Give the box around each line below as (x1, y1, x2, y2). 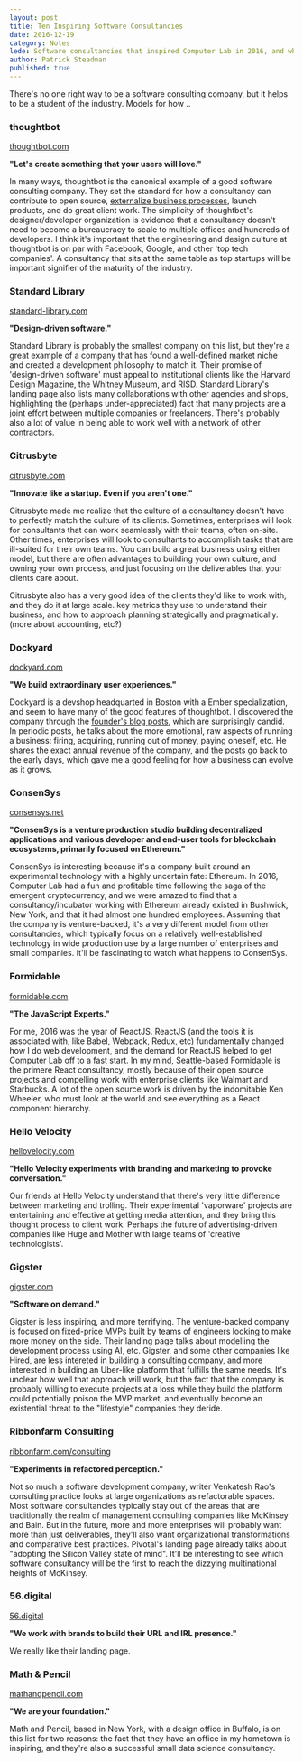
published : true (9, 64, 70, 73)
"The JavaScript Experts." (9, 1008, 110, 1019)
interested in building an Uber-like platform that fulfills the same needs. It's (9, 1364, 287, 1375)
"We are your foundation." (9, 1706, 111, 1717)
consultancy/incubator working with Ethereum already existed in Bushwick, (9, 900, 289, 911)
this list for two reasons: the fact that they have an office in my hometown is (9, 1733, 291, 1744)
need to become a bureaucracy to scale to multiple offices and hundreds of (9, 224, 290, 235)
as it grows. (9, 764, 52, 775)
